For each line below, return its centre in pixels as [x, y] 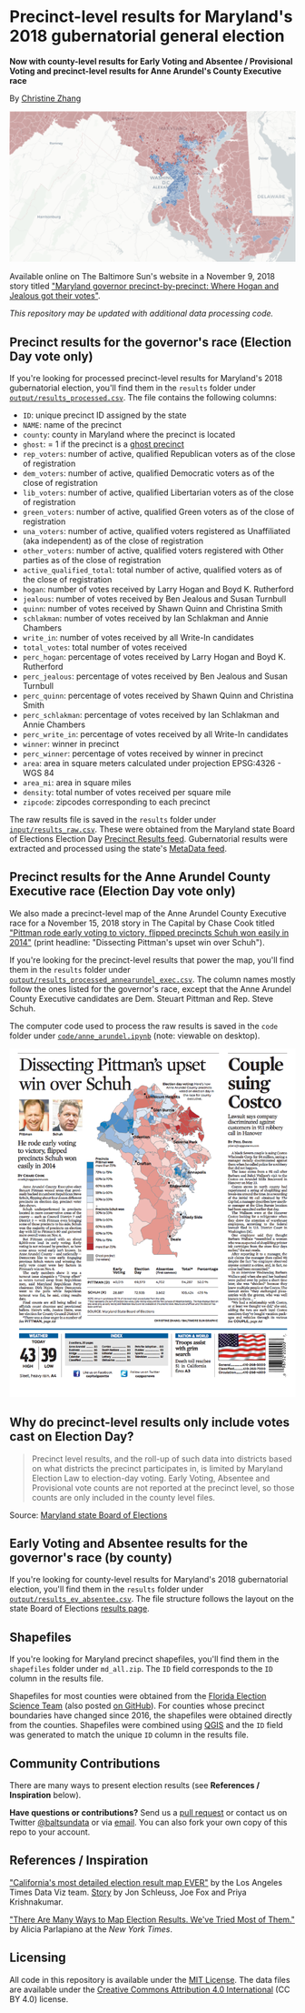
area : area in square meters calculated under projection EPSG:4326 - [152, 764]
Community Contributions [85, 1763]
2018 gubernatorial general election [147, 36]
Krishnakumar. [36, 1902]
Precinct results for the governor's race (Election [151, 342]
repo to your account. [50, 1832]
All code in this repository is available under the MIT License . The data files [150, 1979]
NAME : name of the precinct [72, 425]
